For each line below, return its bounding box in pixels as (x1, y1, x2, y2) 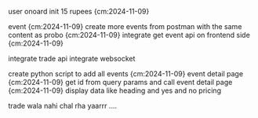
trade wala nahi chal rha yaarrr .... (8, 101, 118, 110)
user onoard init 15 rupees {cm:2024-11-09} (8, 7, 150, 16)
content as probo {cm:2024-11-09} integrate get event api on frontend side (8, 31, 251, 39)
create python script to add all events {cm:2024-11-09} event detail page (8, 69, 244, 78)
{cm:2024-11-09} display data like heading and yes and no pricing (8, 86, 222, 95)
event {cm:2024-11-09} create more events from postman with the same (8, 22, 242, 31)
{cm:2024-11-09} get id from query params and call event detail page (8, 78, 233, 87)
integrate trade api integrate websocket (8, 54, 136, 63)
